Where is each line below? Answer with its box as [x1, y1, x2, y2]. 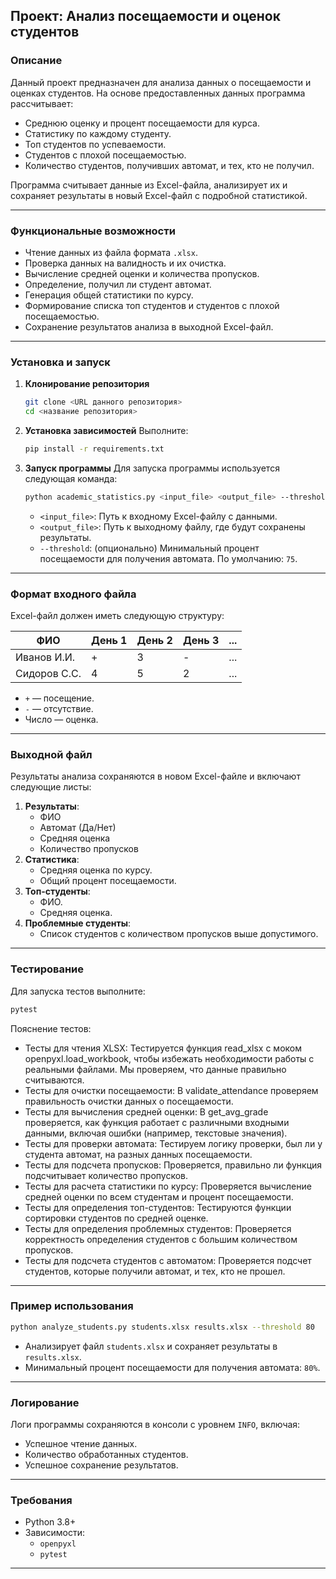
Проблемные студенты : [24, 917, 131, 929]
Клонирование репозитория [24, 378, 150, 390]
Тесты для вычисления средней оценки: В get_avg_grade [24, 1105, 269, 1118]
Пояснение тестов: [10, 1022, 92, 1034]
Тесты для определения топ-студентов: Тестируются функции [24, 1201, 292, 1213]
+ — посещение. [24, 692, 95, 704]
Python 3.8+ [24, 1516, 77, 1528]
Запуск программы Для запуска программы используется [24, 462, 280, 474]
